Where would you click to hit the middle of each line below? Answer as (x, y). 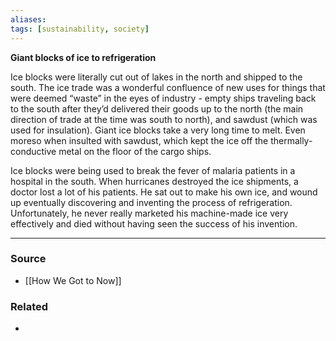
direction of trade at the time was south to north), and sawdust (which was (164, 119)
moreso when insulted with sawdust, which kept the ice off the (139, 140)
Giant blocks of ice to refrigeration (83, 57)
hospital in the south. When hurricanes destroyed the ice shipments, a (154, 181)
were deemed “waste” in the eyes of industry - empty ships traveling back (163, 98)
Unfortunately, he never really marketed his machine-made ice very (149, 213)
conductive (33, 151)
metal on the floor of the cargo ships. (135, 151)
